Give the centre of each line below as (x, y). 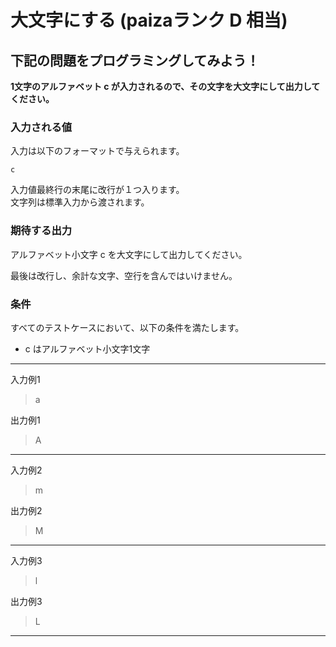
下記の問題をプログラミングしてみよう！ (135, 60)
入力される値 (41, 127)
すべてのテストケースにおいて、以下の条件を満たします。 (127, 327)
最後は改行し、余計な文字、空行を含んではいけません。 (124, 275)
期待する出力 (41, 231)
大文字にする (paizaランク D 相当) (149, 20)
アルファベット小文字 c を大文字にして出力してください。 (129, 254)
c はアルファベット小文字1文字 (87, 348)
